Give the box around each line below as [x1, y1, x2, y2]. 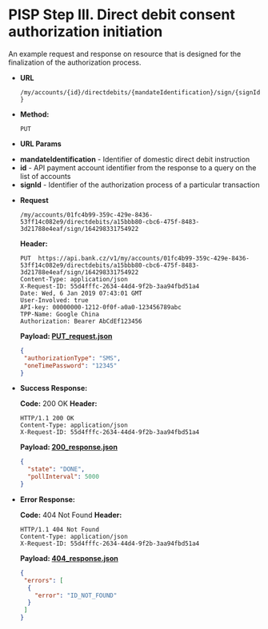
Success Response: [19, 384, 88, 393]
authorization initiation [8, 22, 163, 41]
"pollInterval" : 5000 [27, 473, 100, 481]
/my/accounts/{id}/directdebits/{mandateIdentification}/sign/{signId [19, 88, 261, 97]
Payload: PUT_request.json [19, 331, 113, 340]
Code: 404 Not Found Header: [19, 510, 122, 520]
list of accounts [19, 171, 71, 181]
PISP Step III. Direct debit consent [8, 6, 236, 24]
